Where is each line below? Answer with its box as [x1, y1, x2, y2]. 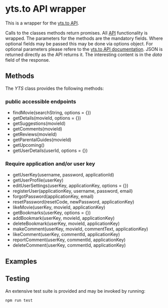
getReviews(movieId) [12, 131, 57, 138]
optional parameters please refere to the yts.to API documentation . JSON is [5, 46, 163, 52]
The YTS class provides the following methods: [5, 85, 104, 91]
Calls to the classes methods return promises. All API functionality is [5, 30, 148, 36]
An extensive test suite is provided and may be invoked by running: [5, 288, 146, 294]
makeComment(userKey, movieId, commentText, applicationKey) [12, 226, 148, 232]
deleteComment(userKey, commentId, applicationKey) [12, 242, 126, 248]
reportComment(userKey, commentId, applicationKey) [12, 237, 126, 243]
